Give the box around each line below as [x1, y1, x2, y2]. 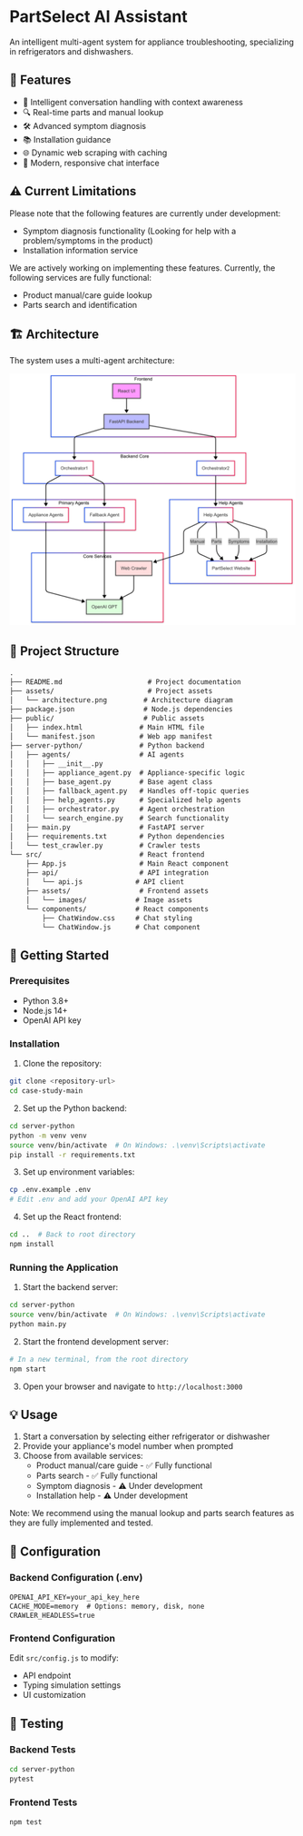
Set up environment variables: [22, 1166, 135, 1177]
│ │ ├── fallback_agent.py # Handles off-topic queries [9, 787, 249, 796]
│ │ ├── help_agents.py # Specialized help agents [9, 796, 242, 805]
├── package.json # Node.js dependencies [9, 705, 233, 714]
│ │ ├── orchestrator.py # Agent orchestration [9, 805, 225, 814]
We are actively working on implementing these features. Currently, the [9, 262, 276, 273]
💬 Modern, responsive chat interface [22, 157, 161, 168]
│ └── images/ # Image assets [25, 896, 193, 905]
